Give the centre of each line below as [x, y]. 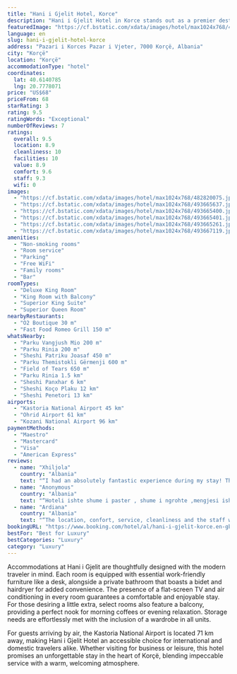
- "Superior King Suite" [50, 303]
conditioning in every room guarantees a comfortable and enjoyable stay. [114, 597]
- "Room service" [39, 251]
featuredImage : [30, 27]
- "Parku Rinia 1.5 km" [48, 376]
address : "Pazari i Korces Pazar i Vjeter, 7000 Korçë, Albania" [105, 47]
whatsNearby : [26, 336]
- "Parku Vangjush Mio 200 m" [58, 343]
